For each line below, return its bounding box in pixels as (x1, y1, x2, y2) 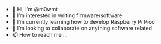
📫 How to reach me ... (11, 32, 68, 38)
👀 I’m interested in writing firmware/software (11, 12, 123, 19)
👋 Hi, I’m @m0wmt (11, 6, 58, 12)
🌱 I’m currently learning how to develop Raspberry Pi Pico (11, 18, 155, 25)
